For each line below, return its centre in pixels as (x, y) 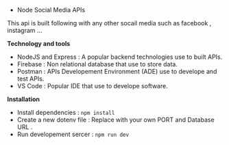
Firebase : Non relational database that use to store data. (97, 64)
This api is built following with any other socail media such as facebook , (109, 23)
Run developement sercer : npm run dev (73, 134)
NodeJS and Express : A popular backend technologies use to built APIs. (120, 57)
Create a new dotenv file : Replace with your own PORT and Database (116, 120)
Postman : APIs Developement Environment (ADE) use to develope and (117, 71)
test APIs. (31, 79)
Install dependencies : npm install (66, 113)
